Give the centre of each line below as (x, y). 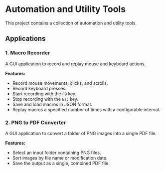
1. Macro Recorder (28, 53)
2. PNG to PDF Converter (36, 122)
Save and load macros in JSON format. (52, 104)
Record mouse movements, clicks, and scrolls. (60, 83)
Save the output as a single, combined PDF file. (61, 163)
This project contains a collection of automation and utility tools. (71, 23)
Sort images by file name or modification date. (60, 158)
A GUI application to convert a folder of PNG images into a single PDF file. (81, 133)
